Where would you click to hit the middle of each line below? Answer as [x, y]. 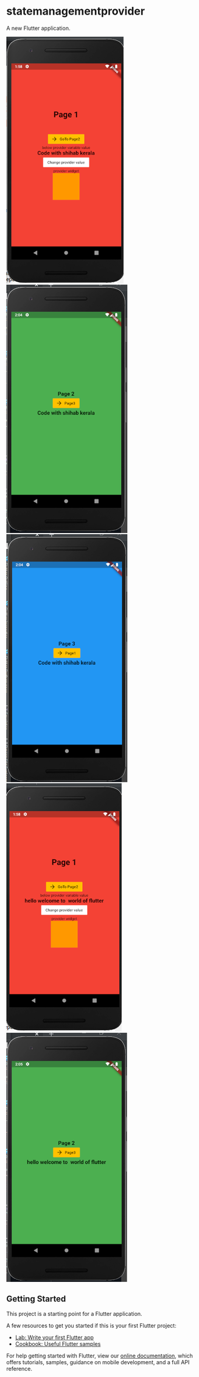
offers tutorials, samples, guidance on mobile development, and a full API [98, 1362]
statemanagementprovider [75, 11]
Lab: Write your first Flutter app [54, 1337]
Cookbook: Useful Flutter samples [58, 1343]
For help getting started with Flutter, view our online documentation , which [100, 1356]
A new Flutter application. [38, 28]
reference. [19, 1368]
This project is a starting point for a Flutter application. [74, 1314]
